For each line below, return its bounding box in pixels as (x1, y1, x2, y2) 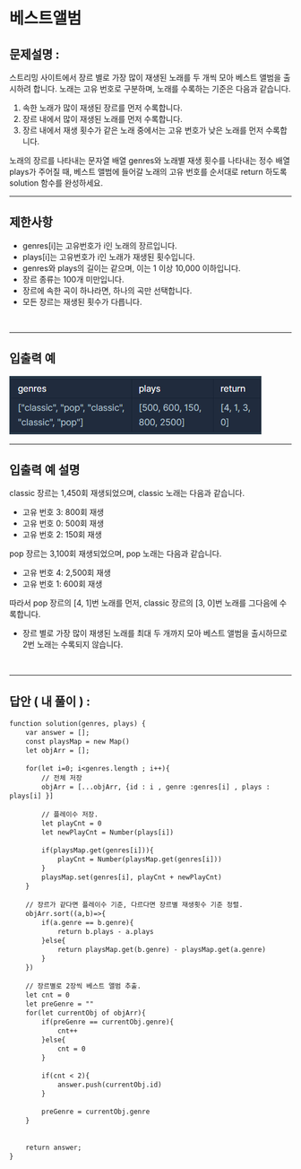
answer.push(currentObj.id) (56, 1080, 163, 1090)
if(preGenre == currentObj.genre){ (41, 1017, 175, 1027)
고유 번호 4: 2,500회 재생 (21, 567, 112, 579)
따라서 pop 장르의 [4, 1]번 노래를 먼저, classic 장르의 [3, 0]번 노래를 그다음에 (9, 598, 278, 608)
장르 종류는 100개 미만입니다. (21, 274, 125, 284)
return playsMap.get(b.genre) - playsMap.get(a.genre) (56, 946, 267, 955)
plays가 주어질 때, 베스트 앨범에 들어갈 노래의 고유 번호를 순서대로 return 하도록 (9, 167, 288, 177)
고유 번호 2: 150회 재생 (21, 529, 103, 540)
